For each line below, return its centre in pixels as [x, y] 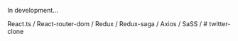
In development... [33, 10]
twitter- [220, 24]
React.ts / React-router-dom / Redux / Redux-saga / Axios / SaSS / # [108, 24]
